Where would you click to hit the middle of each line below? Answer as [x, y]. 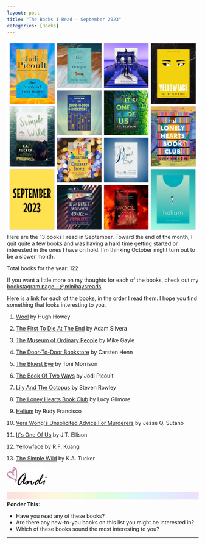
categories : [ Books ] [33, 26]
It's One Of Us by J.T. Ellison [51, 435]
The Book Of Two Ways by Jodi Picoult [64, 376]
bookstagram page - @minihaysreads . [55, 287]
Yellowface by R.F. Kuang [47, 447]
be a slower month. [31, 257]
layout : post [23, 13]
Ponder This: [23, 504]
